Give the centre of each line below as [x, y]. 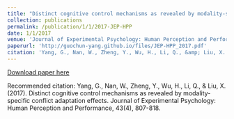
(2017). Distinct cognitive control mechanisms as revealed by [95, 93]
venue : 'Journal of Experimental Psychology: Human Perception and [107, 40]
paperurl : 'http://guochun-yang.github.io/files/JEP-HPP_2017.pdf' [107, 46]
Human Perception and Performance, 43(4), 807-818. [84, 108]
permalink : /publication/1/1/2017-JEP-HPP [70, 26]
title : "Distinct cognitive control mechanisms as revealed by [101, 14]
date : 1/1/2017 [29, 33]
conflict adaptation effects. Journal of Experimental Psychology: [124, 100]
